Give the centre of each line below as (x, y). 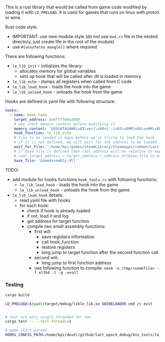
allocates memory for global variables (58, 71)
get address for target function (58, 221)
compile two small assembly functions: (66, 226)
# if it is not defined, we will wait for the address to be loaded (85, 142)
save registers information (68, 237)
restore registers (58, 247)
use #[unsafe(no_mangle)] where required (55, 47)
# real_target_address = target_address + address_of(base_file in (84, 156)
